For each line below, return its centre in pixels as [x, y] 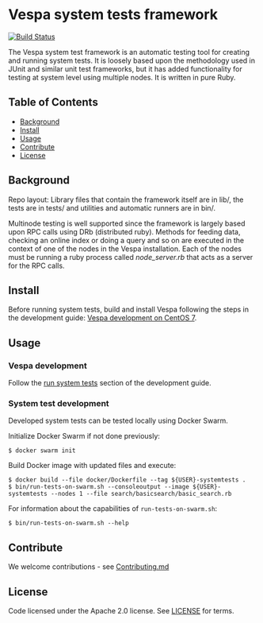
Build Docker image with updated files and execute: [92, 466]
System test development [59, 403]
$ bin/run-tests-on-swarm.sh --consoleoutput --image [99, 487]
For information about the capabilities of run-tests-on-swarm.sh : [113, 509]
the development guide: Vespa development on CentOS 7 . [103, 318]
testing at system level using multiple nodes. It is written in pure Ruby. [122, 77]
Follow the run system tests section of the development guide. [110, 383]
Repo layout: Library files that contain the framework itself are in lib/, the [126, 199]
